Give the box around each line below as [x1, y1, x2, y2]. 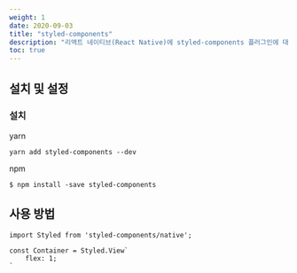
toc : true [9, 46, 46, 55]
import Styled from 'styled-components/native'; [9, 230, 192, 239]
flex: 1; [25, 253, 58, 262]
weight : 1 [9, 12, 46, 22]
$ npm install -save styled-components [9, 180, 157, 189]
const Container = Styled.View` [9, 246, 129, 255]
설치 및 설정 [9, 81, 69, 96]
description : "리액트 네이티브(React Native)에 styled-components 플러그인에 [9, 37, 279, 47]
